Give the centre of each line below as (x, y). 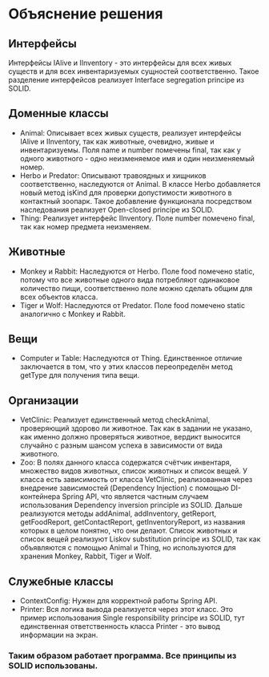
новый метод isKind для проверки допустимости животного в (126, 193)
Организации (43, 401)
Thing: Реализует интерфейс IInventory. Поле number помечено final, (137, 218)
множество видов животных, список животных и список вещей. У (134, 471)
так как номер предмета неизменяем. (86, 226)
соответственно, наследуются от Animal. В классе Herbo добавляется (140, 184)
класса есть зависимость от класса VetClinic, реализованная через (136, 480)
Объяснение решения (86, 14)
